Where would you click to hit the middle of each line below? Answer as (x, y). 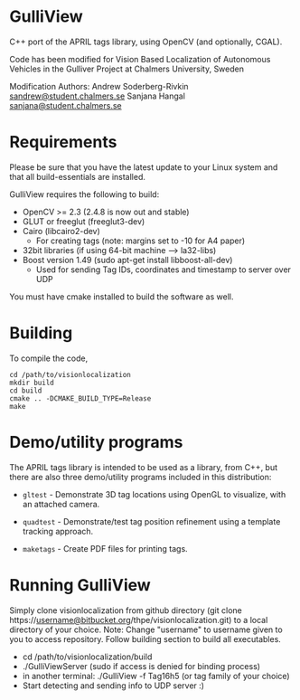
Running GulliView (80, 585)
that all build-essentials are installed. (78, 176)
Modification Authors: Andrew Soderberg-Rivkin (99, 86)
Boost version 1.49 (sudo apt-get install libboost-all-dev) (127, 260)
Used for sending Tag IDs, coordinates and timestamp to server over (164, 270)
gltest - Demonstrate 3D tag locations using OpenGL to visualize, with (154, 494)
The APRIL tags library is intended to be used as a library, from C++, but (144, 467)
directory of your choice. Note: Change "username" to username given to (146, 629)
